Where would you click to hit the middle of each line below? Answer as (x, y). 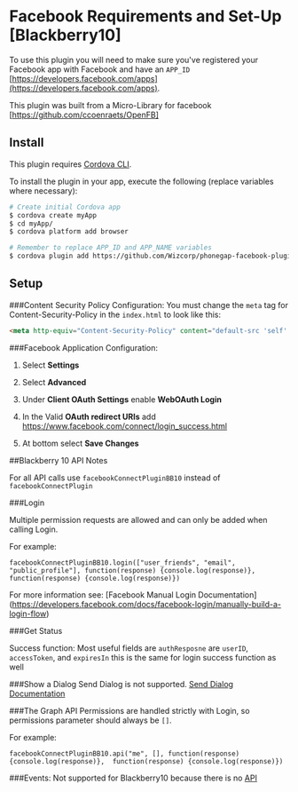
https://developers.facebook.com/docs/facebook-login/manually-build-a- (147, 604)
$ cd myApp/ (31, 224)
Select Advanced (54, 382)
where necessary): (43, 190)
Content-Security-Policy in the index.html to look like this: (115, 314)
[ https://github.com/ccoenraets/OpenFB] (84, 115)
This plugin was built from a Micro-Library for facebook (110, 105)
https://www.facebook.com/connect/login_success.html (125, 426)
